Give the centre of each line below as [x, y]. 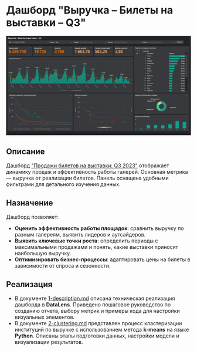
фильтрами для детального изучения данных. [63, 184]
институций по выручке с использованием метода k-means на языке [102, 330]
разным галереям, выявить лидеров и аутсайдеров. [80, 235]
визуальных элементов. [45, 317]
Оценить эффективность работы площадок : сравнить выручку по [99, 228]
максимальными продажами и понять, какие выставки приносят [96, 247]
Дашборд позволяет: [33, 217]
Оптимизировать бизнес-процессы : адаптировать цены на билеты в [102, 259]
